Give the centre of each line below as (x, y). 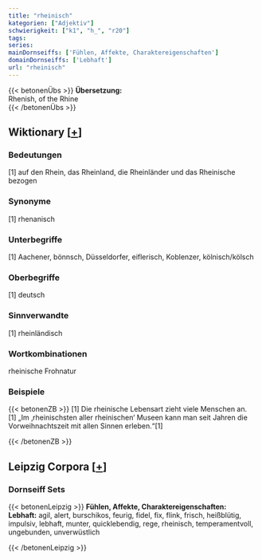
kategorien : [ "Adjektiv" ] (51, 23)
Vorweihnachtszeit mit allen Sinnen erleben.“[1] (86, 426)
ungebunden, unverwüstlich (54, 532)
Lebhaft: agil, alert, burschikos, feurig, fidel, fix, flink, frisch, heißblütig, (125, 515)
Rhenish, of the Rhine (43, 99)
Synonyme (30, 202)
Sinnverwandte (39, 316)
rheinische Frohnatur (43, 371)
